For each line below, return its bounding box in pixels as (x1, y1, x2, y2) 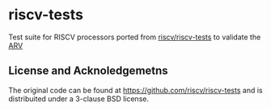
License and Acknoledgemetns (8, 64, 168, 78)
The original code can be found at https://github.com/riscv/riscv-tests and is (8, 85, 263, 95)
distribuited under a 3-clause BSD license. (8, 94, 150, 104)
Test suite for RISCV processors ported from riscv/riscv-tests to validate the (8, 32, 261, 42)
